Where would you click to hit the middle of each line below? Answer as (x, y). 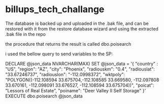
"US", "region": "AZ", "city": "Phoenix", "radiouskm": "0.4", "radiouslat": (80, 69)
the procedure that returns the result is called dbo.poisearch (68, 44)
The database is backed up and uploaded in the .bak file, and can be (77, 23)
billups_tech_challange (55, 9)
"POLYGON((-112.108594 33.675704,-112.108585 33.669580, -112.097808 (82, 80)
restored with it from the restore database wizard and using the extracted (82, 28)
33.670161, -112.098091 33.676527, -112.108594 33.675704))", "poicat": (80, 85)
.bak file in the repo (26, 34)
